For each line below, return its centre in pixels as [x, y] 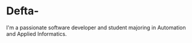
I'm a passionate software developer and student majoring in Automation [96, 27]
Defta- [22, 11]
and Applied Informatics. [37, 33]
